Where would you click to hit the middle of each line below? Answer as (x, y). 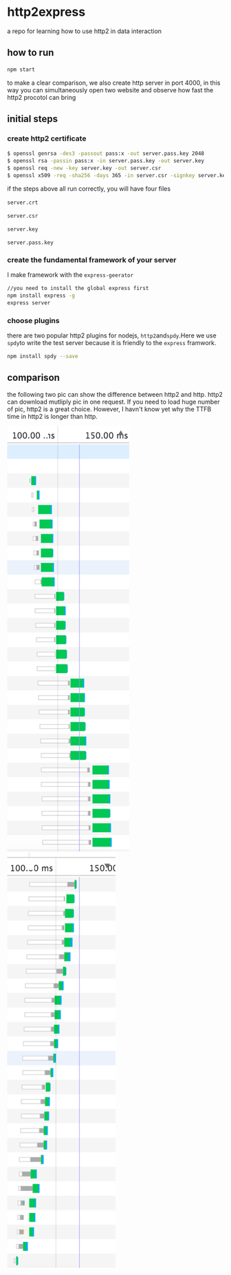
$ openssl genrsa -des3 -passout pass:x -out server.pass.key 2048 (106, 154)
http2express (46, 12)
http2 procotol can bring (42, 97)
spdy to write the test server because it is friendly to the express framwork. (112, 343)
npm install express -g (41, 296)
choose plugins (33, 320)
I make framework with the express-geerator (70, 275)
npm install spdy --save (43, 356)
